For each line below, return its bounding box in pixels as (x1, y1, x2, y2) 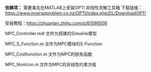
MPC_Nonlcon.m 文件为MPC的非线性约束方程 (5, 62, 96, 67)
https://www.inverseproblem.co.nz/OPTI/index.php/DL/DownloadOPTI (5, 10, 146, 16)
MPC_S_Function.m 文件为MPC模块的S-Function (5, 41, 102, 47)
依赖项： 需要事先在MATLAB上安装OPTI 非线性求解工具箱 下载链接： (5, 5, 143, 10)
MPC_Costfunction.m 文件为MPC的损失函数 (5, 51, 93, 57)
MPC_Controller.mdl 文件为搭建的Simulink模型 (5, 31, 97, 36)
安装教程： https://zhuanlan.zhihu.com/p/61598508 (5, 20, 107, 26)
